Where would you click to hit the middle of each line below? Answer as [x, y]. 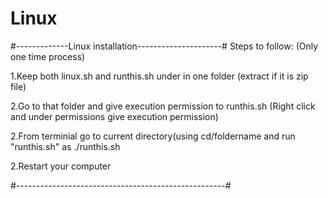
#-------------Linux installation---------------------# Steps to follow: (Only [164, 46]
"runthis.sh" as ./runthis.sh [65, 146]
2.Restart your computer [61, 166]
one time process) [48, 56]
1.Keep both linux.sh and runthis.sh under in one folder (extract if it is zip [159, 76]
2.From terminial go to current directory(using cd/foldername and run [153, 136]
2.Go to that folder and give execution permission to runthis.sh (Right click [163, 106]
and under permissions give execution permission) [114, 116]
